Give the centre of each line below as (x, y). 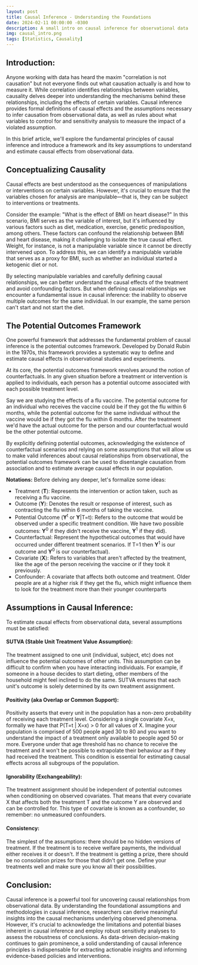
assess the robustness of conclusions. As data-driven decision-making (93, 937)
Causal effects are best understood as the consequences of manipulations (97, 184)
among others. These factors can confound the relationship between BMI (95, 233)
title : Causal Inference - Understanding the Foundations (79, 17)
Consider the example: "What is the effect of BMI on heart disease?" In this (97, 214)
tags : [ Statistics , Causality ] (44, 39)
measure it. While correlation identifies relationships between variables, (93, 90)
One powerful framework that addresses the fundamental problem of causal (98, 340)
